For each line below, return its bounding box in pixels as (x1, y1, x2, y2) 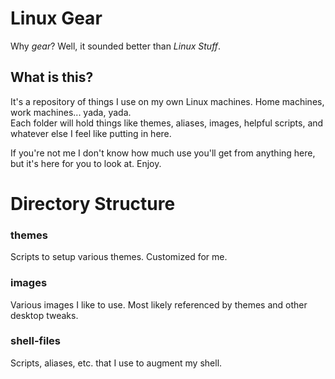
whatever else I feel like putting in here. (10, 127, 172, 139)
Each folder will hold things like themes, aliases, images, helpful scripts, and (10, 117, 324, 129)
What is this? (10, 69, 94, 86)
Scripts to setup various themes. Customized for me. (10, 251, 228, 263)
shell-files (10, 334, 62, 348)
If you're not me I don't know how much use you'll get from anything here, (10, 147, 316, 159)
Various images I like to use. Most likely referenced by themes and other (10, 298, 308, 311)
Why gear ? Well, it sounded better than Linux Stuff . (10, 40, 222, 52)
